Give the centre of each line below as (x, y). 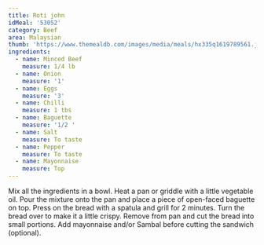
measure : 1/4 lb (49, 67)
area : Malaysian (35, 37)
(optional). (25, 233)
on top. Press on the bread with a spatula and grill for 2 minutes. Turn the (126, 208)
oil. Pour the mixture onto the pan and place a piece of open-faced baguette (132, 199)
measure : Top (44, 169)
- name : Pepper (40, 147)
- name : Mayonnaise (47, 162)
